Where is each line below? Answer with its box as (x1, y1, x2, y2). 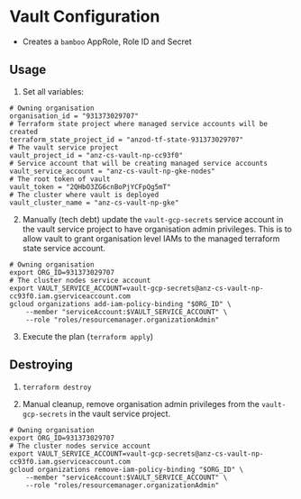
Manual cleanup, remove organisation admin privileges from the (22, 398, 260, 409)
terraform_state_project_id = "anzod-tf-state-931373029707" (9, 135, 244, 144)
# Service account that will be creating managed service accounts (9, 159, 269, 168)
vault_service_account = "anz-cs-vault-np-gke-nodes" (9, 167, 216, 176)
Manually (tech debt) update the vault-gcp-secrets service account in (22, 213, 284, 224)
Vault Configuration (9, 6, 160, 27)
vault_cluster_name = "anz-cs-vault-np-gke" (9, 198, 179, 207)
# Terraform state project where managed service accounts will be (9, 119, 269, 128)
